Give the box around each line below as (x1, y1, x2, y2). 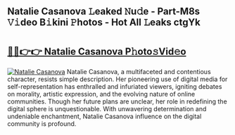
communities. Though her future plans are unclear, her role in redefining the (7, 97, 227, 106)
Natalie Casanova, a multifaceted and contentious (66, 68, 211, 76)
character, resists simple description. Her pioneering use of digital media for (7, 75, 228, 83)
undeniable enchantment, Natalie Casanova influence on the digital (7, 112, 202, 120)
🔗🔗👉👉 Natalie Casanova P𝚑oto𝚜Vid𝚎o (7, 45, 186, 57)
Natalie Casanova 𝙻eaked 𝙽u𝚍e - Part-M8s (7, 6, 201, 17)
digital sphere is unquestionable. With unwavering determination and (7, 105, 207, 113)
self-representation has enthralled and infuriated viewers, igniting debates (7, 83, 222, 90)
